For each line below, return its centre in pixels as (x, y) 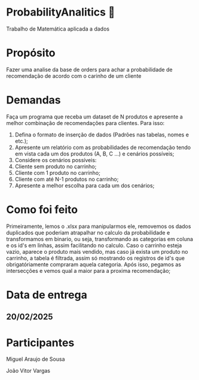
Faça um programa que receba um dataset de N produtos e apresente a (95, 117)
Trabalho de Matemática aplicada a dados (58, 29)
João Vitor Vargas (28, 371)
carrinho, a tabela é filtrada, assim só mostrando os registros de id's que (96, 258)
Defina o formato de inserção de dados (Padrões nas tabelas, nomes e (102, 135)
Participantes (40, 343)
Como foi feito (42, 209)
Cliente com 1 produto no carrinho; (57, 172)
